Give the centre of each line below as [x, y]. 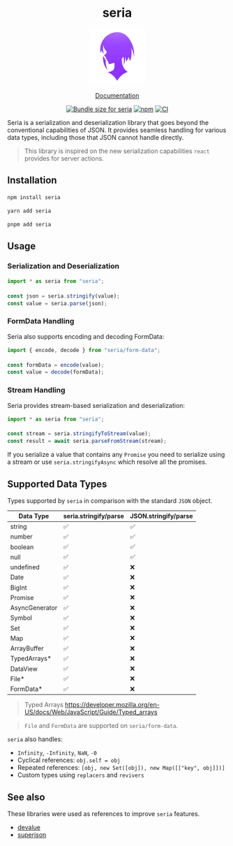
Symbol [21, 618]
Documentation [117, 95]
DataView [24, 669]
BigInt [18, 588]
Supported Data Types [57, 484]
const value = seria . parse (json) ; [58, 303]
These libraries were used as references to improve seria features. [104, 814]
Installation [32, 181]
